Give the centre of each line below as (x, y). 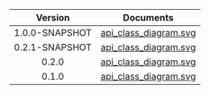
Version (53, 17)
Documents (148, 17)
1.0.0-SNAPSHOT (53, 33)
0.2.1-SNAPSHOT (53, 47)
